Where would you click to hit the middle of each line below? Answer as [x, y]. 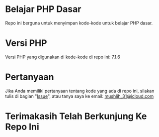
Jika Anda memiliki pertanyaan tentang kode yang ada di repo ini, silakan [80, 91]
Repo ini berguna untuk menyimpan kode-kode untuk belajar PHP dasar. [79, 23]
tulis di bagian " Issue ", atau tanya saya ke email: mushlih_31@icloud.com [79, 96]
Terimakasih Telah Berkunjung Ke [76, 116]
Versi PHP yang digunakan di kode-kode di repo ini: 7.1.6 [63, 57]
